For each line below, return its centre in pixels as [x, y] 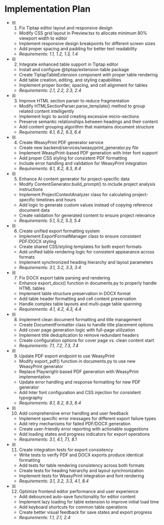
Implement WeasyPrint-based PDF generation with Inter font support [88, 152]
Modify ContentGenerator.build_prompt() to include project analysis [87, 184]
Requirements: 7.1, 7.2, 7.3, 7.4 [49, 345]
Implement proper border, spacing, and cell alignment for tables [83, 85]
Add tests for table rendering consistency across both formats [82, 465]
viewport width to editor [43, 38]
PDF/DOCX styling [38, 241]
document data [34, 210]
